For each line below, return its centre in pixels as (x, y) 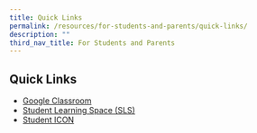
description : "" (40, 34)
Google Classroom (57, 101)
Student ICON (48, 120)
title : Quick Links (46, 18)
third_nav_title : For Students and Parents (92, 43)
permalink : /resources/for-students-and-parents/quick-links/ (128, 26)
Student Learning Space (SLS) (78, 111)
